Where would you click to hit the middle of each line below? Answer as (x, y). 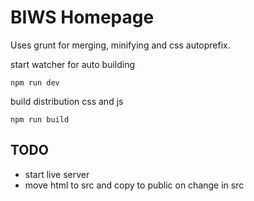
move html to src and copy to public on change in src (134, 185)
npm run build (40, 119)
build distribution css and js (67, 101)
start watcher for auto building (73, 64)
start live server (57, 174)
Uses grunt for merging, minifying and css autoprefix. (120, 45)
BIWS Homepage (82, 17)
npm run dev (35, 82)
